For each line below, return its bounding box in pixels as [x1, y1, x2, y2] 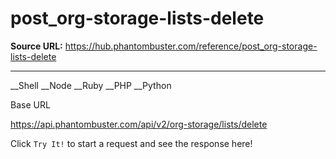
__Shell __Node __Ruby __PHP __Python [10, 79, 172, 91]
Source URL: [10, 40, 63, 52]
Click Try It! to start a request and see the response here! [10, 137, 253, 149]
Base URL [10, 98, 51, 111]
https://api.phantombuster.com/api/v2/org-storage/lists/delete [10, 118, 268, 130]
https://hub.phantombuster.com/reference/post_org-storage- [64, 40, 318, 52]
